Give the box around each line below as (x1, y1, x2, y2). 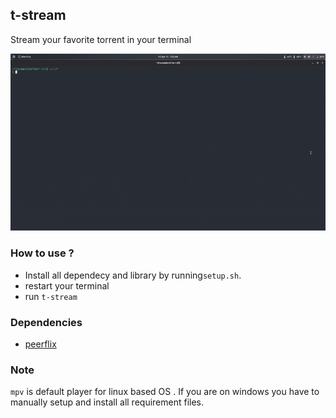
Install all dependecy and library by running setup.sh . (24, 269, 242, 281)
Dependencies (10, 315, 83, 329)
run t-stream (24, 290, 78, 302)
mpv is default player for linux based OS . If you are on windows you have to (10, 386, 320, 398)
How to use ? (10, 246, 75, 260)
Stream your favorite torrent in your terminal (10, 33, 192, 45)
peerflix (24, 338, 57, 350)
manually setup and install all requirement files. (10, 396, 205, 408)
